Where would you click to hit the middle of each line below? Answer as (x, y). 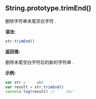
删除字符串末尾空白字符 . (31, 21)
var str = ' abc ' (29, 82)
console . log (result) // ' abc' (40, 92)
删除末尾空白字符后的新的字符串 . (39, 62)
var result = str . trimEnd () (35, 87)
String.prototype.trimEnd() (48, 8)
